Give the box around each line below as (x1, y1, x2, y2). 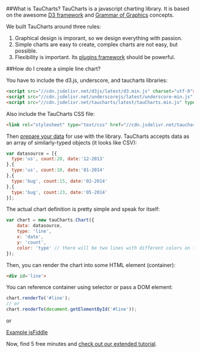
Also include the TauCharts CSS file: (6, 110, 95, 117)
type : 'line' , (17, 228, 52, 235)
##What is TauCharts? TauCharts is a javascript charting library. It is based (6, 5, 189, 12)
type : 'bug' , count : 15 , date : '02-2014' (11, 178, 108, 184)
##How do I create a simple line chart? (6, 65, 101, 72)
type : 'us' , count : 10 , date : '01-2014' (11, 167, 105, 173)
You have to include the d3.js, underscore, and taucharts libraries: (6, 77, 168, 84)
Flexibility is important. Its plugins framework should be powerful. (14, 54, 176, 60)
